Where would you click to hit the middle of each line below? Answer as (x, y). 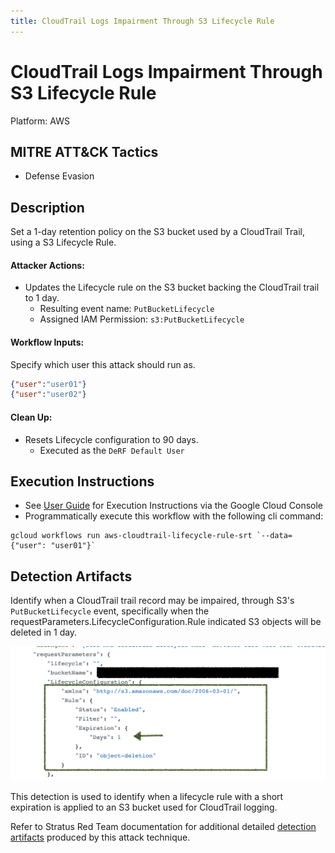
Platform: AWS (40, 121)
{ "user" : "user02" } (48, 395)
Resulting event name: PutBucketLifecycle (127, 309)
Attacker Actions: (47, 265)
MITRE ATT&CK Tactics (84, 151)
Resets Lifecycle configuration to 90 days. (111, 439)
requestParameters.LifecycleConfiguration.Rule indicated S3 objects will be (166, 622)
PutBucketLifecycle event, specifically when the (110, 611)
